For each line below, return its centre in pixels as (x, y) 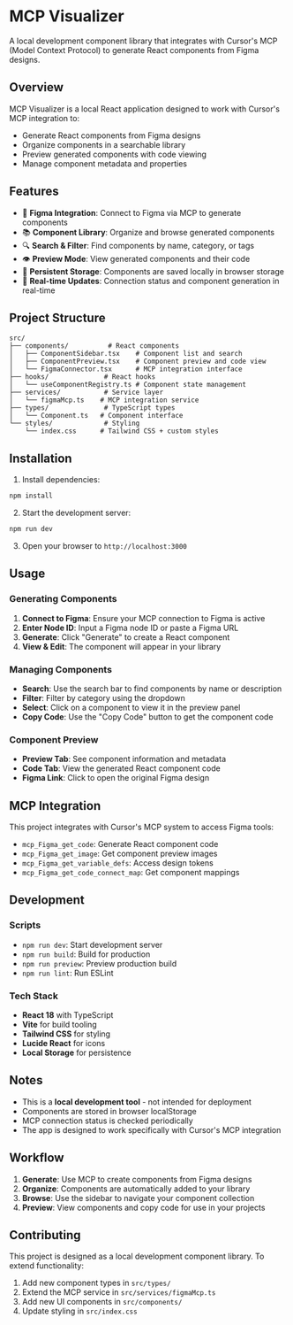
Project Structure (57, 317)
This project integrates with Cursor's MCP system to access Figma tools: (142, 827)
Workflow (37, 1158)
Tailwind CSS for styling (66, 1034)
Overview (37, 87)
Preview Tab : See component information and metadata (124, 759)
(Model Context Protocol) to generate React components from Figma (134, 50)
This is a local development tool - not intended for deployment (136, 1102)
